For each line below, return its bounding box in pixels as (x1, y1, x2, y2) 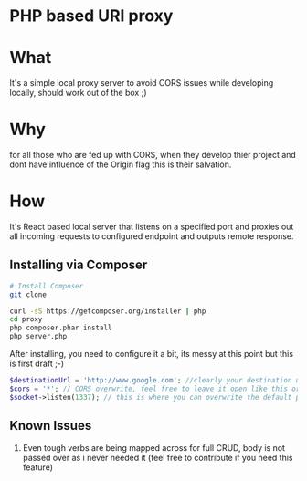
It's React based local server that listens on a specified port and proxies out (9, 221, 294, 232)
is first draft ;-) (9, 358, 65, 370)
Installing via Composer (9, 257, 148, 273)
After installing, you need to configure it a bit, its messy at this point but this (9, 349, 294, 360)
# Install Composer (9, 281, 84, 290)
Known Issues (9, 418, 92, 434)
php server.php (9, 332, 68, 341)
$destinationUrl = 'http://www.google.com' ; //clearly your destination (9, 376, 292, 385)
